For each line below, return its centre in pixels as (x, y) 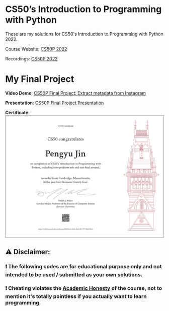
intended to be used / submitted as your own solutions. (74, 274)
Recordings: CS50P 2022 (31, 58)
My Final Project (40, 79)
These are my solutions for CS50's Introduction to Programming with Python (84, 34)
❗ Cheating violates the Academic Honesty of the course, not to (84, 288)
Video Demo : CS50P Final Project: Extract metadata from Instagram (76, 93)
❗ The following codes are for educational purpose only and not (83, 266)
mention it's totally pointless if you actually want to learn (76, 296)
